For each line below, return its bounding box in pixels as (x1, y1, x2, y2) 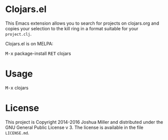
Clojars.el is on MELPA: (5, 40, 54, 46)
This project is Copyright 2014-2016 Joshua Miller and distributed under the (5, 119, 163, 125)
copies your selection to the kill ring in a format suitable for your (5, 25, 139, 31)
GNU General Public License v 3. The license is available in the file (5, 124, 144, 130)
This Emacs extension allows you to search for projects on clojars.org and (5, 20, 159, 26)
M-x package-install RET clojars (5, 50, 71, 56)
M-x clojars (5, 85, 29, 91)
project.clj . (5, 31, 32, 37)
